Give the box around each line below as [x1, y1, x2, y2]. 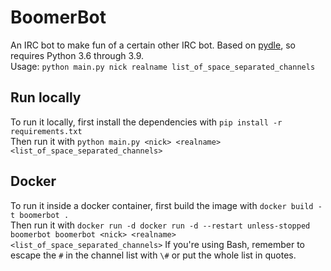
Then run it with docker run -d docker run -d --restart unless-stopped [10, 219, 311, 231]
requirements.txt [10, 126, 83, 136]
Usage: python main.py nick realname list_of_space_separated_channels [10, 60, 316, 72]
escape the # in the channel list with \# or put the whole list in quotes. [10, 249, 297, 261]
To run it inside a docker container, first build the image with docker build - [10, 199, 323, 211]
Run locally [10, 89, 82, 106]
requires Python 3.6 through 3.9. [10, 49, 145, 61]
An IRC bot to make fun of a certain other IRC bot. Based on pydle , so [10, 39, 296, 51]
